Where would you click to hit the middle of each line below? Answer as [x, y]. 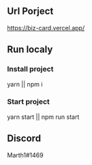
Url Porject [30, 11]
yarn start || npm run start [43, 117]
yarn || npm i [25, 84]
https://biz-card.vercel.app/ [46, 27]
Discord [24, 139]
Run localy [30, 50]
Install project [30, 69]
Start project [28, 102]
